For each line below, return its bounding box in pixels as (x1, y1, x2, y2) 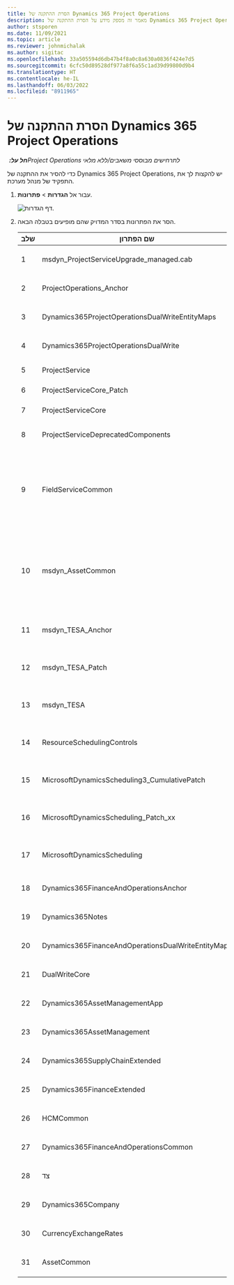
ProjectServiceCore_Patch (41, 385, 129, 395)
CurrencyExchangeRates (41, 1228, 123, 1238)
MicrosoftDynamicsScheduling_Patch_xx (41, 813, 175, 822)
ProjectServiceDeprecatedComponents (41, 430, 171, 439)
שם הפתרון (119, 234, 155, 244)
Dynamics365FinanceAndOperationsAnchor (41, 883, 187, 893)
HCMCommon (41, 1113, 89, 1123)
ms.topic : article (7, 36, 61, 43)
